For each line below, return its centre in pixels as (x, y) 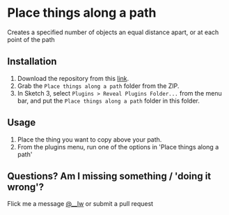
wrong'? (25, 187)
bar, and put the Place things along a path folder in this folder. (109, 101)
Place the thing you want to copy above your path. (89, 139)
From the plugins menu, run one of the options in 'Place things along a (118, 147)
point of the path (31, 39)
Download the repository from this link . (73, 78)
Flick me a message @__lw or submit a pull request (80, 204)
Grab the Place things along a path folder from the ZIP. (98, 86)
